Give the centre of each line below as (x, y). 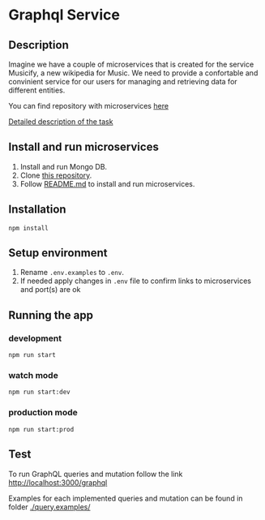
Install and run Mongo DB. (64, 166)
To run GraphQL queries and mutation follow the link (96, 474)
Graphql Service (64, 15)
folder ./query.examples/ (49, 507)
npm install (28, 228)
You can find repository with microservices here (88, 106)
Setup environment (58, 253)
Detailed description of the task (61, 122)
